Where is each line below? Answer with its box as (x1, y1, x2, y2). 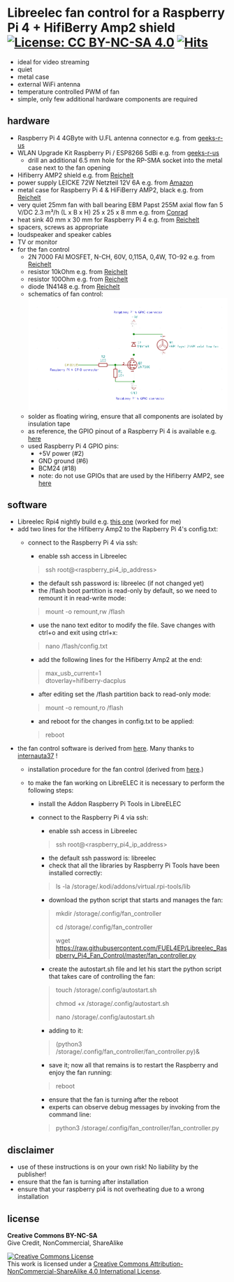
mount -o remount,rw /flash (45, 607, 125, 616)
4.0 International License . (88, 1267, 162, 1275)
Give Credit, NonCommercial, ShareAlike (7, 1239, 124, 1247)
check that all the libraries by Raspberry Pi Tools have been (48, 861, 220, 870)
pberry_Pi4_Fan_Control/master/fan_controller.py (55, 951, 197, 960)
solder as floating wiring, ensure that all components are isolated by (27, 412, 224, 420)
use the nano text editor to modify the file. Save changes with (38, 621, 215, 630)
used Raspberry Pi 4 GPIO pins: (27, 442, 119, 450)
